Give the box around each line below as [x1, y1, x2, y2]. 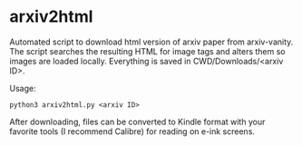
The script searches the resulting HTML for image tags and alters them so [9, 45, 286, 56]
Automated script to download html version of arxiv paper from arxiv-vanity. [9, 36, 294, 47]
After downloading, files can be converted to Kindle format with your [9, 116, 266, 127]
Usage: [9, 83, 36, 93]
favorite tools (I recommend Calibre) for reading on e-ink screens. [9, 125, 256, 137]
